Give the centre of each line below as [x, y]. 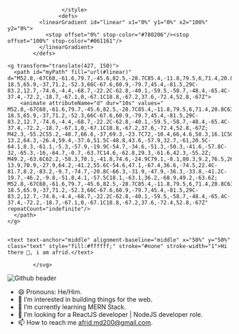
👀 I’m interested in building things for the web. [85, 300]
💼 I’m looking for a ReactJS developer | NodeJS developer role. [110, 315]
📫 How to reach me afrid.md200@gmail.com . [85, 323]
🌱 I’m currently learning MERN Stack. [72, 307]
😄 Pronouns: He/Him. [49, 292]
